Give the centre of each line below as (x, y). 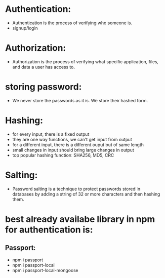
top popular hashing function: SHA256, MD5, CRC (63, 155)
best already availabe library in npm (80, 219)
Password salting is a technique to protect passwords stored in (76, 189)
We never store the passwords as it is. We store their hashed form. (80, 100)
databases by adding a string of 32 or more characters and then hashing (86, 194)
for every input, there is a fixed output (51, 134)
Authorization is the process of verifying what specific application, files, (85, 61)
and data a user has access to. (43, 67)
